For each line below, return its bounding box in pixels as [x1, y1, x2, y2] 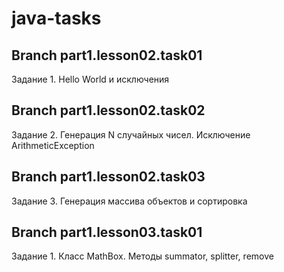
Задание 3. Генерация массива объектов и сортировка [11, 195, 248, 207]
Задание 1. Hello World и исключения [11, 73, 170, 85]
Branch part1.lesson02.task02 [11, 102, 206, 119]
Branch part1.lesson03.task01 [11, 224, 203, 241]
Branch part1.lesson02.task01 [11, 47, 203, 64]
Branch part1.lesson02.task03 [11, 168, 206, 186]
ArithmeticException [11, 139, 95, 151]
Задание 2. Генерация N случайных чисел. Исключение [11, 128, 251, 141]
